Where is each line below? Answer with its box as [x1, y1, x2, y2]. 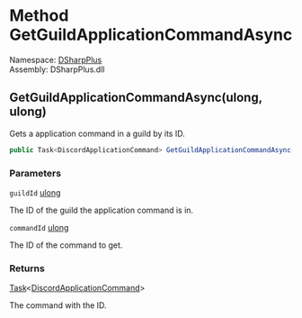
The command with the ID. [9, 300, 107, 311]
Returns [9, 262, 45, 275]
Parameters [9, 167, 61, 179]
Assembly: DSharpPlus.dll [9, 64, 105, 75]
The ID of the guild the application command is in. [9, 204, 194, 215]
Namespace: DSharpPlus [9, 54, 102, 65]
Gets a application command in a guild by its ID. [9, 128, 186, 139]
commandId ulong [9, 222, 69, 232]
